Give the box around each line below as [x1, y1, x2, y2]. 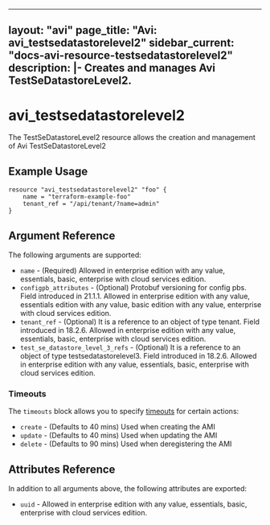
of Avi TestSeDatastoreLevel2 [8, 142, 107, 151]
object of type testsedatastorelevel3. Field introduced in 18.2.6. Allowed [19, 351, 257, 360]
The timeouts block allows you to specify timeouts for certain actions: [8, 407, 239, 416]
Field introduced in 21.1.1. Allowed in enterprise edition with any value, [19, 291, 251, 301]
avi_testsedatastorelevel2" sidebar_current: [8, 36, 235, 50]
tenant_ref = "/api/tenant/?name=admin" [22, 200, 160, 208]
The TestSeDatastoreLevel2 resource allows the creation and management [8, 133, 256, 142]
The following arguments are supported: [8, 250, 142, 260]
